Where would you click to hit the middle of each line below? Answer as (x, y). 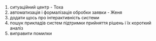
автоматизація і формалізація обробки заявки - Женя (66, 12)
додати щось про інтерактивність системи (54, 18)
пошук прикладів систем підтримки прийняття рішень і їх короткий (80, 23)
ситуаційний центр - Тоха (36, 7)
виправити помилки (31, 33)
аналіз (16, 28)
